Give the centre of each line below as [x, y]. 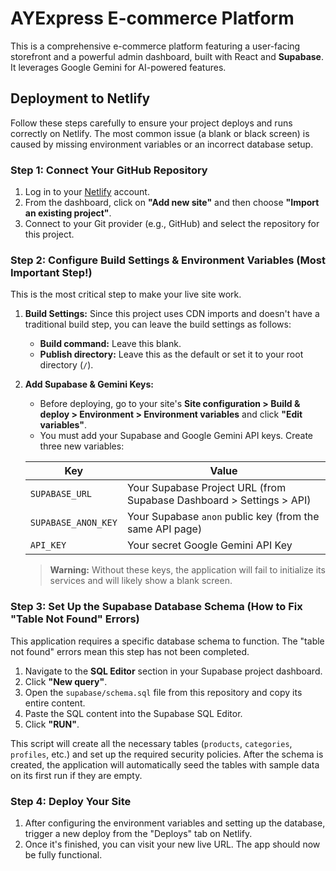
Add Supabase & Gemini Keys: [89, 384]
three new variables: [82, 446]
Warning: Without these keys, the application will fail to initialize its [187, 570]
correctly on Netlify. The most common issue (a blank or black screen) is [160, 133]
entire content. [55, 703]
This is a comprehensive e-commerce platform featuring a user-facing [155, 46]
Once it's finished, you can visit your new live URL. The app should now [172, 844]
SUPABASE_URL [61, 494]
